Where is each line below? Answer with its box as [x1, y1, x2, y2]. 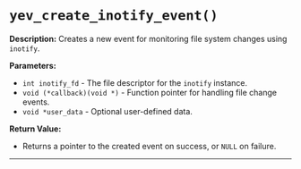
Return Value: [9, 123, 62, 134]
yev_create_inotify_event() [9, 7, 219, 24]
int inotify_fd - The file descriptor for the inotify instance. [21, 77, 248, 88]
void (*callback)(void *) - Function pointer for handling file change [21, 87, 278, 97]
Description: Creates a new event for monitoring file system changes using [9, 33, 288, 44]
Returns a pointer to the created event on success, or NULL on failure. [21, 140, 277, 151]
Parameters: [9, 60, 56, 71]
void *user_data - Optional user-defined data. [21, 106, 193, 116]
